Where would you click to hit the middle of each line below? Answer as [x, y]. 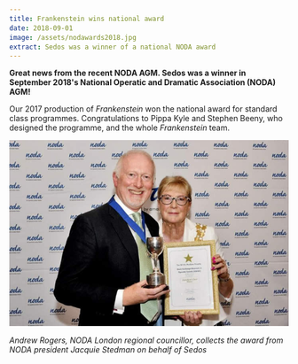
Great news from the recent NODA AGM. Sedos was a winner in [128, 73]
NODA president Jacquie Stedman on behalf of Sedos [108, 349]
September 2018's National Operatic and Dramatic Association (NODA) [143, 82]
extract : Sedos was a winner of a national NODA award [113, 47]
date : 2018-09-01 [41, 28]
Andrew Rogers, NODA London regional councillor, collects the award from [146, 340]
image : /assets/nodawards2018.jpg [73, 37]
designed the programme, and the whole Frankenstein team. [120, 128]
